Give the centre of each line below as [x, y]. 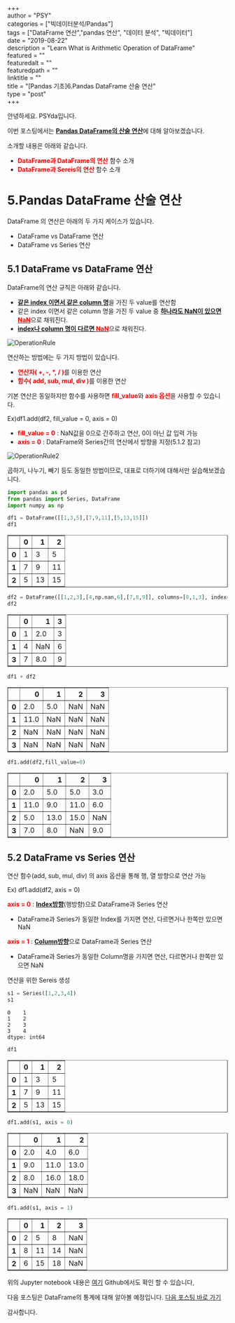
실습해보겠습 [208, 470]
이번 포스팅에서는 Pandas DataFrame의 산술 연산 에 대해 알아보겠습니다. [106, 131]
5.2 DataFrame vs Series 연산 [71, 858]
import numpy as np [36, 505]
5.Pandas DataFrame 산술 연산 [94, 200]
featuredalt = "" [30, 63]
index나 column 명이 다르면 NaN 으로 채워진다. [82, 328]
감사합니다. [22, 1312]
